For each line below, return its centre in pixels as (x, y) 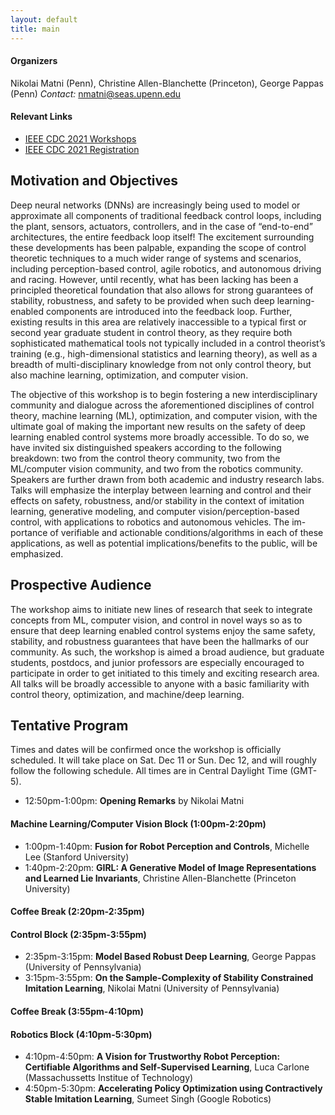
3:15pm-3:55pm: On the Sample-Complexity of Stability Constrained (169, 978)
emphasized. (37, 553)
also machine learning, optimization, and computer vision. (129, 375)
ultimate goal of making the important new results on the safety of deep (158, 426)
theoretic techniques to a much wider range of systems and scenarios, (156, 258)
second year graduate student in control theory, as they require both (151, 332)
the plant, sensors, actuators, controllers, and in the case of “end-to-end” (161, 226)
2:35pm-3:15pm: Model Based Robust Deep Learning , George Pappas (170, 957)
